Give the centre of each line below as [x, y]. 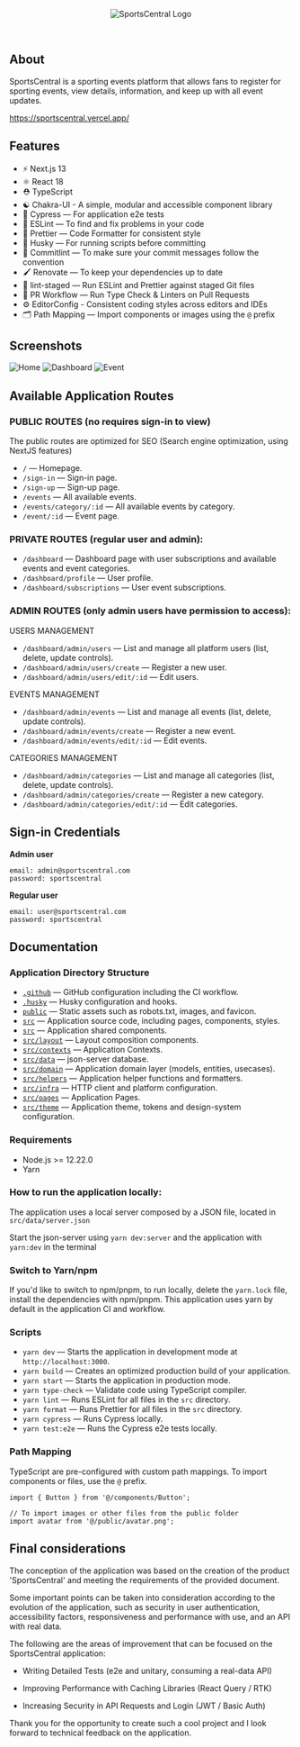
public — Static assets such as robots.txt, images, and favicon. [139, 1011]
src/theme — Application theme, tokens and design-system [132, 1107]
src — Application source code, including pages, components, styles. [151, 1021]
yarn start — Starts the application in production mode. [126, 1380]
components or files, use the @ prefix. [79, 1480]
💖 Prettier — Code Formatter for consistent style [111, 233]
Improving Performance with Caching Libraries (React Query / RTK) [147, 1688]
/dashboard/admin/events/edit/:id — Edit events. [115, 740]
